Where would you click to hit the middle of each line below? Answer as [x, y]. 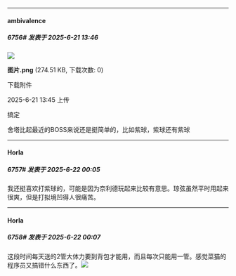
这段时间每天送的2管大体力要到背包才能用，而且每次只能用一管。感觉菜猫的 [117, 256]
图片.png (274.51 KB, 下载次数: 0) [55, 70]
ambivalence [27, 20]
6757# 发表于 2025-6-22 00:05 [54, 169]
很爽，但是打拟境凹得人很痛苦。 [53, 197]
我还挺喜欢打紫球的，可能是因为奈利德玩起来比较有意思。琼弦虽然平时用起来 [118, 189]
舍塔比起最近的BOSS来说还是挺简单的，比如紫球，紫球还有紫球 [99, 129]
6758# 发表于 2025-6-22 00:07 [54, 237]
